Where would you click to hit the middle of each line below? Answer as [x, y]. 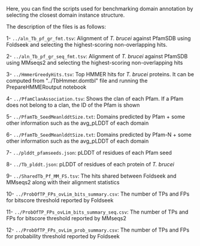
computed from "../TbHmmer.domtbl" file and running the [77, 81]
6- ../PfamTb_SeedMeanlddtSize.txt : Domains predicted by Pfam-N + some [99, 135]
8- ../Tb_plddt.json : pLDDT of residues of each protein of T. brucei [90, 164]
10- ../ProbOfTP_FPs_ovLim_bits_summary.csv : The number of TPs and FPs [98, 194]
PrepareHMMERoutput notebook [46, 87]
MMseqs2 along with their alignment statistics [63, 182]
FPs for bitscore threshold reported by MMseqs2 [66, 218]
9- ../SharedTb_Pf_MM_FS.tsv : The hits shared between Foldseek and [91, 176]
